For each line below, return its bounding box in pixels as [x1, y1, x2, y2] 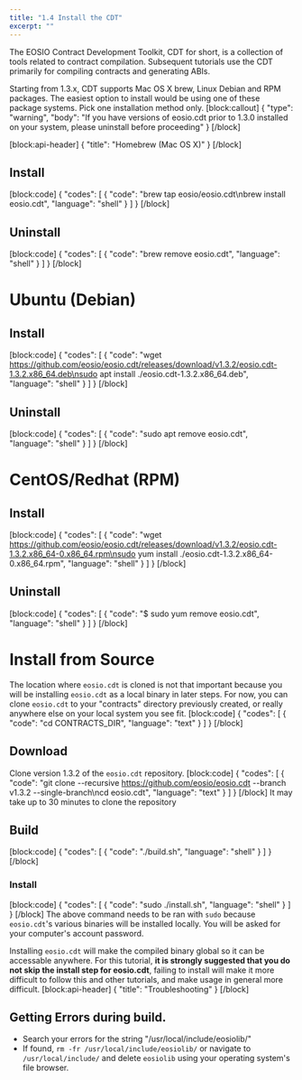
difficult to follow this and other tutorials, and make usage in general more [9, 974, 284, 984]
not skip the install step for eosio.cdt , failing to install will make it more [9, 965, 275, 975]
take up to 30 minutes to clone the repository [9, 796, 178, 808]
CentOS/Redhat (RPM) [9, 470, 180, 490]
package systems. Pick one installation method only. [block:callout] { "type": [9, 102, 294, 113]
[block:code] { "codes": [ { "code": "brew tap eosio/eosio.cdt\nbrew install [9, 189, 286, 199]
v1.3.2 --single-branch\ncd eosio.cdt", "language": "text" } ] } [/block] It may [9, 787, 293, 798]
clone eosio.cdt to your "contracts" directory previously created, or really [9, 698, 284, 709]
